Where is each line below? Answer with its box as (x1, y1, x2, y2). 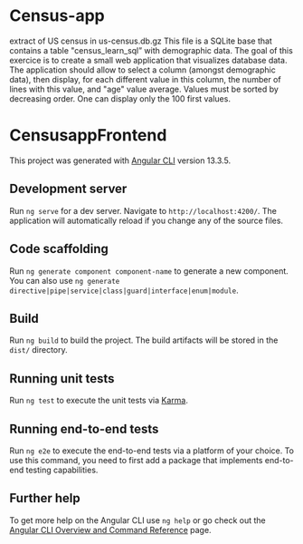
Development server (9, 181, 128, 197)
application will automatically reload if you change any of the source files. (9, 215, 283, 226)
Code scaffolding (9, 241, 109, 257)
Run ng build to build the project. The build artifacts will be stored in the (9, 335, 279, 345)
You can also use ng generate (9, 275, 120, 286)
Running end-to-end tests (9, 421, 159, 436)
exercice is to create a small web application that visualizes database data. (9, 54, 288, 65)
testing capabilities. (25, 464, 99, 475)
